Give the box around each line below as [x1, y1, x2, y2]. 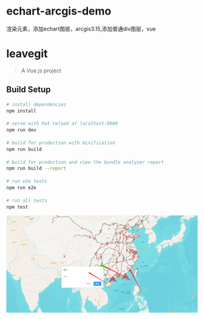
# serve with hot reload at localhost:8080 [6, 120, 118, 127]
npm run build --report [6, 165, 67, 171]
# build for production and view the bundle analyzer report [6, 159, 165, 165]
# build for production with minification [6, 140, 115, 146]
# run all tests [6, 197, 47, 204]
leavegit [6, 47, 48, 61]
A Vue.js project [21, 67, 62, 74]
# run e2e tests [6, 178, 47, 185]
